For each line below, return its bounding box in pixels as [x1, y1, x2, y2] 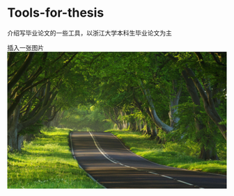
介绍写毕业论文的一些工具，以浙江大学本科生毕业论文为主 [7, 28, 172, 37]
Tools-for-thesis [7, 5, 104, 21]
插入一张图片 [7, 43, 44, 51]
